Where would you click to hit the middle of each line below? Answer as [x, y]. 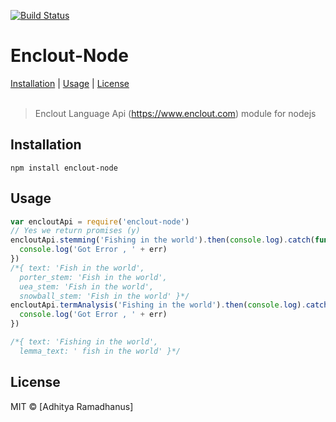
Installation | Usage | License [70, 83]
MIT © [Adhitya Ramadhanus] [72, 406]
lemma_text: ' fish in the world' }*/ [100, 351]
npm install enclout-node [64, 168]
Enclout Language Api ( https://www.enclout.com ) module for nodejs [175, 113]
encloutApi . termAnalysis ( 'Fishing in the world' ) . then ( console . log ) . [158, 305]
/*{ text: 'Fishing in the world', [84, 342]
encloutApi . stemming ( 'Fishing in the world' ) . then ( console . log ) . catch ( [162, 240]
